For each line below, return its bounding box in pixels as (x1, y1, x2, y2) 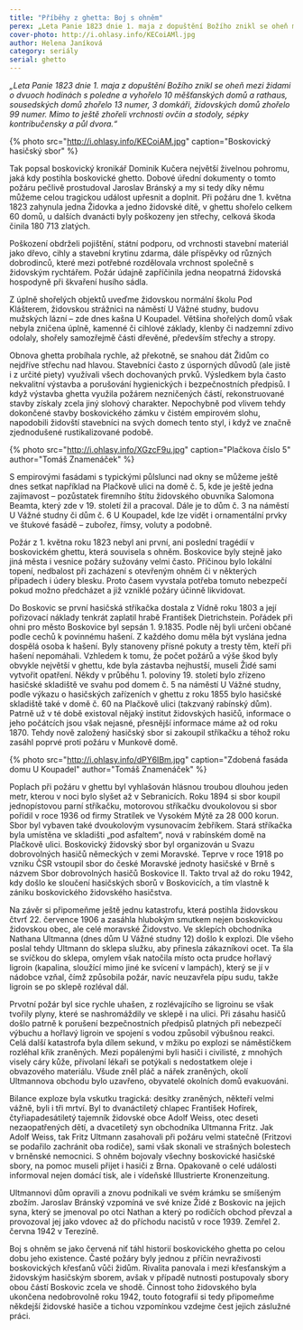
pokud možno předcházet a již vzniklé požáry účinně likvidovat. (9, 585, 246, 595)
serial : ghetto (9, 55, 67, 64)
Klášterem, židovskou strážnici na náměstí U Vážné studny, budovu (9, 304, 259, 314)
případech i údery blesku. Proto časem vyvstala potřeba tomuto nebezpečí (9, 576, 287, 585)
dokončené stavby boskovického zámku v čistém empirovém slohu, (9, 407, 261, 418)
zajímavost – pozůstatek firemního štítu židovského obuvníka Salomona (9, 491, 275, 501)
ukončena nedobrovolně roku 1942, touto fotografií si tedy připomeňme (9, 1291, 275, 1302)
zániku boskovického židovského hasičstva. (9, 887, 173, 897)
